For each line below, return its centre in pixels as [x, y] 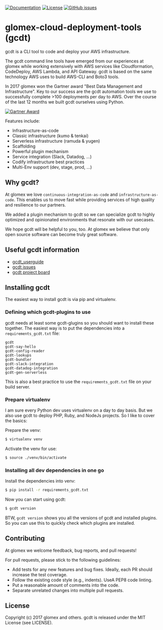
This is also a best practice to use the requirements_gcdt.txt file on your [78, 382]
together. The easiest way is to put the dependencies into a [65, 328]
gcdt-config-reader [25, 351]
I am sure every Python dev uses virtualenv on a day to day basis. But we [79, 410]
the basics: [16, 420]
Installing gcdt [27, 287]
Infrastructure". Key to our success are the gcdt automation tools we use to [81, 91]
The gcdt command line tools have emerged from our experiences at [74, 61]
